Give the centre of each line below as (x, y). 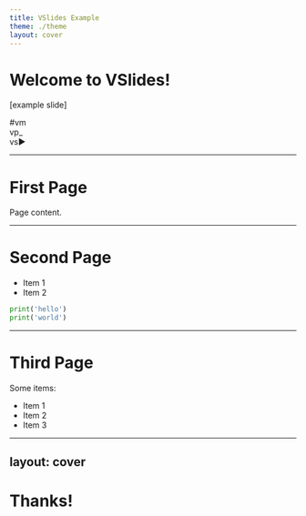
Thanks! (41, 501)
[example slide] (38, 105)
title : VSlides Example (55, 18)
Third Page (51, 363)
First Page (49, 187)
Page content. (36, 212)
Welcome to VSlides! (90, 80)
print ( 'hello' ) (38, 309)
